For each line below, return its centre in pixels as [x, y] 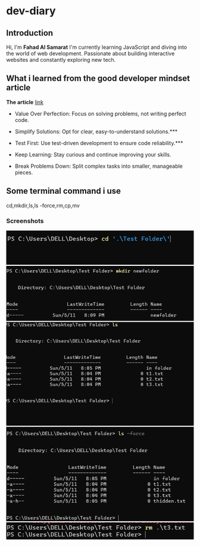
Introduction [30, 33]
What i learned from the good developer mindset [98, 79]
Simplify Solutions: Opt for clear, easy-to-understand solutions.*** [96, 131]
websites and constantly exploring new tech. [61, 60]
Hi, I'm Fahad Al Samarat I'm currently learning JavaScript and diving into [97, 47]
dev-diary [31, 11]
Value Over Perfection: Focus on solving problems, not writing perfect [100, 114]
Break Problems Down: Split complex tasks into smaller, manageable [99, 166]
